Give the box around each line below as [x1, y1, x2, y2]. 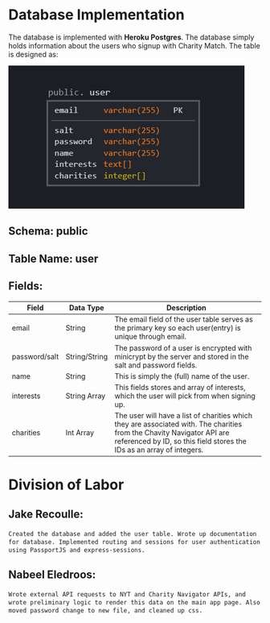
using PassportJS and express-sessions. [8, 546, 146, 554]
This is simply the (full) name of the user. [114, 371, 250, 380]
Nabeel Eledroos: [8, 568, 96, 582]
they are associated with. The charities [114, 419, 243, 429]
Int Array [65, 428, 95, 438]
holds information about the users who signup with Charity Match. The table [8, 40, 261, 50]
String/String [65, 351, 108, 361]
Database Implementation [8, 6, 185, 24]
